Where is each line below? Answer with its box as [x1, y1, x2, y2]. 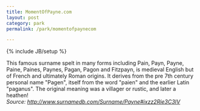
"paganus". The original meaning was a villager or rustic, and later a [6, 86, 176, 93]
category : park [6, 20, 45, 26]
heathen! [6, 92, 29, 99]
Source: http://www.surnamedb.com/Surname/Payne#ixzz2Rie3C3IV [6, 98, 181, 106]
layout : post [6, 15, 40, 21]
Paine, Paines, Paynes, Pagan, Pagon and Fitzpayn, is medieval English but [6, 66, 194, 73]
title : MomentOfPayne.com [6, 8, 72, 15]
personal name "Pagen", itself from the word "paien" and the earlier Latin [6, 79, 190, 86]
